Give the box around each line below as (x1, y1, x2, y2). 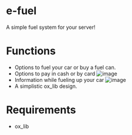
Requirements (6, 103, 76, 117)
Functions (6, 44, 56, 58)
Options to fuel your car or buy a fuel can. (14, 64, 116, 71)
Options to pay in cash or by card (14, 70, 96, 77)
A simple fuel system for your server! (6, 24, 96, 31)
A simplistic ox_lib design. (14, 83, 77, 90)
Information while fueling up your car (14, 76, 104, 83)
